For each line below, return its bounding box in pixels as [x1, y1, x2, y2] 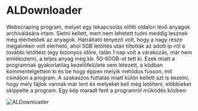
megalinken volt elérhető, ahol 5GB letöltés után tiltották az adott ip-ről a [6, 42, 185, 50]
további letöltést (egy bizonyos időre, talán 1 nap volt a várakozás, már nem [6, 48, 192, 55]
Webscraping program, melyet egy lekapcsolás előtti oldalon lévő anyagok [6, 23, 190, 30]
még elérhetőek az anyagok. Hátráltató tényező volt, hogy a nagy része [6, 36, 183, 43]
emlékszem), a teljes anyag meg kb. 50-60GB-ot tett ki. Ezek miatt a [6, 55, 175, 62]
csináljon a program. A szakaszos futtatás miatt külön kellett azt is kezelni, [6, 74, 190, 81]
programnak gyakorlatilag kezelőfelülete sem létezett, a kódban [6, 61, 163, 69]
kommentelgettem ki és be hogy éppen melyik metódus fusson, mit [6, 67, 173, 75]
